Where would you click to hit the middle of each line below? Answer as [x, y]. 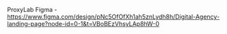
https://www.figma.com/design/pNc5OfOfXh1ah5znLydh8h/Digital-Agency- [113, 17]
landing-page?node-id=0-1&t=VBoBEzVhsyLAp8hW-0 [83, 24]
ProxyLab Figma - [32, 10]
